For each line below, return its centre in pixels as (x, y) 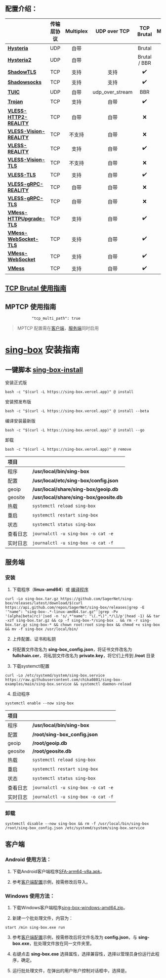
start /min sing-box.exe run (35, 927)
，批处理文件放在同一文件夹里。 (62, 943)
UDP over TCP (113, 31)
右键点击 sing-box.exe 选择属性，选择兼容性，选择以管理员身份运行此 (84, 954)
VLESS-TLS (22, 175)
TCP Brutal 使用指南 (36, 288)
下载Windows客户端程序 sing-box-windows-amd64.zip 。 (70, 907)
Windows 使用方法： (30, 896)
